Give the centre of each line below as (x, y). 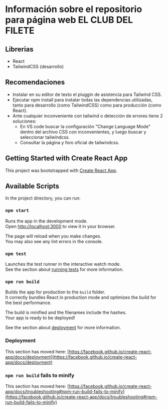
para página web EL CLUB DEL (69, 20)
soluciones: (24, 121)
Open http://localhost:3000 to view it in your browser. (61, 226)
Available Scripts (32, 186)
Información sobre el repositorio (74, 9)
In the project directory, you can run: (43, 198)
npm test (16, 254)
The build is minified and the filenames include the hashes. (66, 313)
